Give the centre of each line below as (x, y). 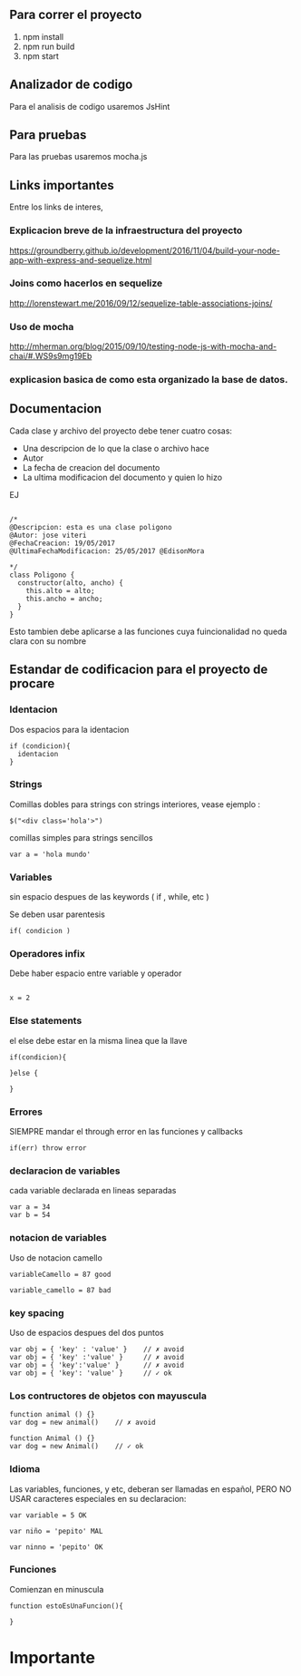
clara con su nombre (48, 641)
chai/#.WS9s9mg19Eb (51, 356)
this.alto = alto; (60, 590)
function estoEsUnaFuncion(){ (67, 1606)
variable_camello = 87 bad (60, 1290)
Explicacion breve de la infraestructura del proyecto (126, 230)
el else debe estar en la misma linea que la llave (98, 1040)
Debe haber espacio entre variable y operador (96, 973)
